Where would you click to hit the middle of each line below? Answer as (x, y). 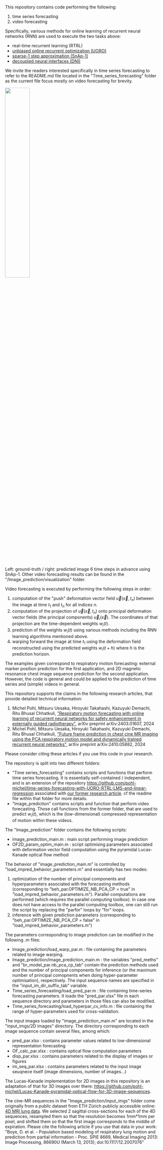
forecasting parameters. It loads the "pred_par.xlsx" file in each (76, 996)
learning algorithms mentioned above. (50, 636)
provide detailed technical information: (44, 699)
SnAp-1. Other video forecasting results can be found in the (65, 574)
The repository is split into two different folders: (53, 763)
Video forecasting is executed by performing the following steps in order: (78, 589)
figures (19, 1061)
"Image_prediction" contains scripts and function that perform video (81, 804)
